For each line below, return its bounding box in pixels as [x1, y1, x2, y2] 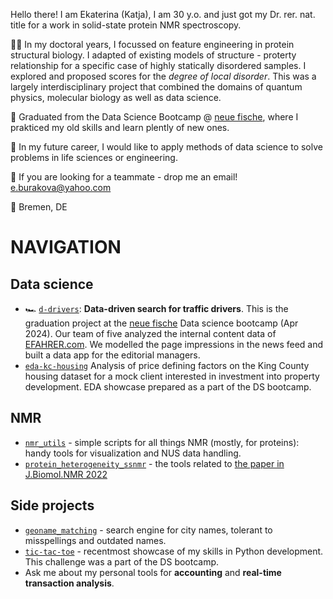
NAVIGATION [10, 236, 122, 259]
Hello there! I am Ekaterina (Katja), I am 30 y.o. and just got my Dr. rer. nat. [10, 9, 316, 20]
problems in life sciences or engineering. [10, 152, 178, 163]
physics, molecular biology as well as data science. [10, 92, 222, 103]
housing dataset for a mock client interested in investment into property [24, 370, 320, 382]
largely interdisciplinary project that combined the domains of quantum [10, 81, 303, 93]
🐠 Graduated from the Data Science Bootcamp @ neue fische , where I [10, 111, 299, 123]
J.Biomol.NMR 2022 [24, 468, 108, 480]
